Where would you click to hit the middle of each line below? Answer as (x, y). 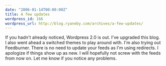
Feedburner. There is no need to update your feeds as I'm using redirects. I (82, 48)
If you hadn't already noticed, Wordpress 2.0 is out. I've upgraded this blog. (83, 37)
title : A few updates (28, 14)
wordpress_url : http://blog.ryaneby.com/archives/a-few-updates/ (74, 23)
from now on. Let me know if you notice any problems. (61, 58)
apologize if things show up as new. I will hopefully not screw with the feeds (83, 53)
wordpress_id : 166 (24, 19)
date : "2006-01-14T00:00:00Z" (37, 10)
